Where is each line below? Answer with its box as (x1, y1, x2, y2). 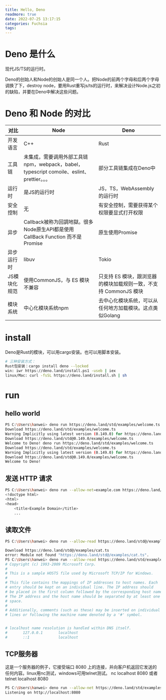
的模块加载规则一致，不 (98, 280, 153, 287)
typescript (23, 168, 48, 175)
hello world (5, 409, 41, 418)
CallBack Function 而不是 (23, 233, 82, 240)
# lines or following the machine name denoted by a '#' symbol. (5, 612, 142, 617)
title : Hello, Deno (5, 7, 45, 12)
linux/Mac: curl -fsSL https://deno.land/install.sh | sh (5, 373, 127, 378)
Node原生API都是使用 (23, 226, 74, 233)
